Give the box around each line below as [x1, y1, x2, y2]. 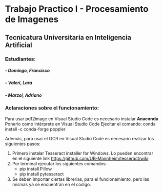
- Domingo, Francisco [5, 67, 50, 74]
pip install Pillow [19, 166, 52, 171]
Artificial [5, 41, 33, 49]
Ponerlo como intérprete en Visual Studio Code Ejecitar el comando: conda [5, 121, 156, 127]
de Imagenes [5, 14, 59, 25]
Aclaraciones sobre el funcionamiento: [5, 105, 99, 111]
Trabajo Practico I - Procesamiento [5, 3, 149, 15]
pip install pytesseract [19, 171, 64, 177]
